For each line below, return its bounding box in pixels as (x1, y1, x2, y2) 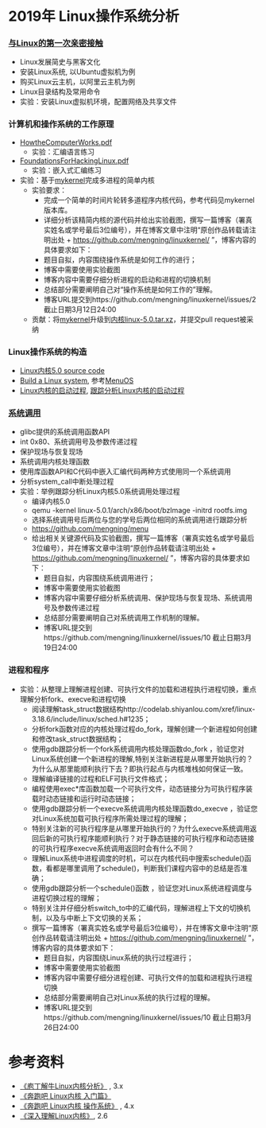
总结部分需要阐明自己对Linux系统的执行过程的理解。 (43, 992, 214, 1002)
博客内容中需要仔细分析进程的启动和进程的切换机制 (43, 274, 211, 284)
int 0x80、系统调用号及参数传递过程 (19, 437, 137, 446)
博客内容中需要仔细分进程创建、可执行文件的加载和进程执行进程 (43, 972, 253, 982)
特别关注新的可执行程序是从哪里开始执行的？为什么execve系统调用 (31, 823, 250, 833)
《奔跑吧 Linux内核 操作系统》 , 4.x (19, 1101, 135, 1110)
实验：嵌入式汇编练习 (31, 165, 102, 175)
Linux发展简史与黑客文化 (19, 57, 101, 67)
